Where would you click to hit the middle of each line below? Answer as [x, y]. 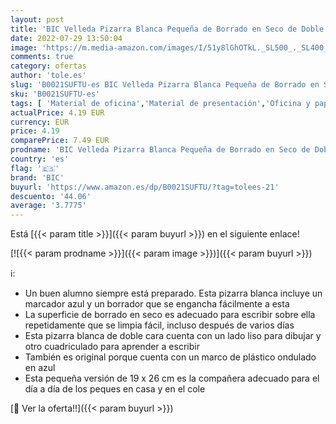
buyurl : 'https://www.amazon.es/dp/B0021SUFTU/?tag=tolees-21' [145, 187]
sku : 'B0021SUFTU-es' [55, 94]
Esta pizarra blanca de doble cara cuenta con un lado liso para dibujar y [173, 336]
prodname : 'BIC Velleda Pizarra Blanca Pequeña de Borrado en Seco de [160, 150]
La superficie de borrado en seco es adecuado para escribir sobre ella [170, 315]
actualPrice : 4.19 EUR [57, 112]
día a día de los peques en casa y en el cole [115, 389]
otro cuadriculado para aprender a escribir [112, 347]
